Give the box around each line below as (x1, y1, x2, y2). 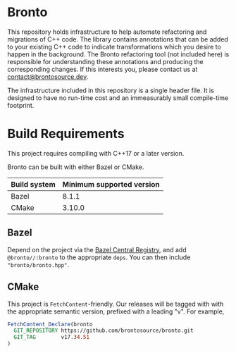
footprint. (7, 101, 35, 109)
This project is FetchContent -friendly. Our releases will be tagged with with (7, 299, 224, 308)
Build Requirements (7, 126, 125, 142)
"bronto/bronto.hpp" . (7, 260, 70, 268)
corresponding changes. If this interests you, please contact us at (7, 65, 198, 73)
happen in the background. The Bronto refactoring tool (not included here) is (7, 50, 230, 58)
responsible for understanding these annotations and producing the (7, 57, 204, 66)
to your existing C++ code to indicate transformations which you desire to (7, 42, 222, 51)
